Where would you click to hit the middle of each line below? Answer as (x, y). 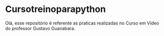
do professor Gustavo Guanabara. (40, 28)
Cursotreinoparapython (56, 9)
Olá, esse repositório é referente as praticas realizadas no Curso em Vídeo (82, 23)
